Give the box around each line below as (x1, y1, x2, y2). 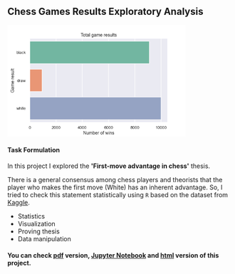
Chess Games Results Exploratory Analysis (7, 6, 204, 18)
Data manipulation (17, 235, 71, 243)
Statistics (17, 212, 46, 221)
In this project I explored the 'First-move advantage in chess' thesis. (7, 162, 211, 170)
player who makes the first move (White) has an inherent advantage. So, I (7, 183, 223, 191)
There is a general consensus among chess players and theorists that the (7, 176, 223, 184)
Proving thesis (17, 227, 61, 236)
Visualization (17, 220, 56, 228)
